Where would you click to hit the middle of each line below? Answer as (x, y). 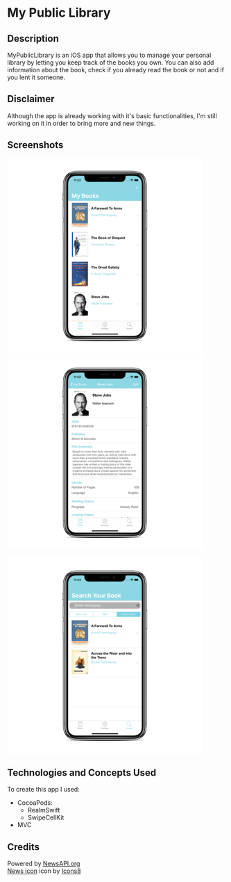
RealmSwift (44, 810)
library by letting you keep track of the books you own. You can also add (111, 63)
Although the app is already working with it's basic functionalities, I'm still (112, 115)
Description (33, 39)
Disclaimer (31, 99)
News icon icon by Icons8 (44, 871)
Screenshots (35, 145)
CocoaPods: (35, 803)
